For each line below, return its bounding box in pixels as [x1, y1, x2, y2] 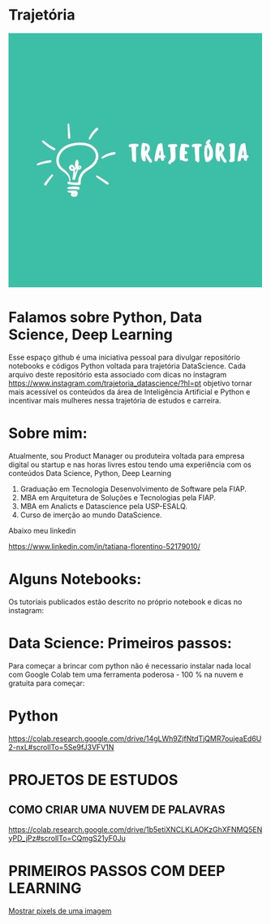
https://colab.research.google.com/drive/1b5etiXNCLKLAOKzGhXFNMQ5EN [8, 824, 263, 835]
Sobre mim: [8, 425, 88, 442]
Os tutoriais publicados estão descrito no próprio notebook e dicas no [8, 596, 243, 607]
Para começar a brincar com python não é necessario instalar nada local [8, 660, 252, 670]
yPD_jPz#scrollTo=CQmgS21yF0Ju [8, 833, 126, 843]
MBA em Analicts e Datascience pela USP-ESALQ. [19, 501, 188, 511]
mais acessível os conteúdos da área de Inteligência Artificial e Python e [8, 386, 251, 396]
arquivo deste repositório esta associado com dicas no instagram [8, 369, 227, 379]
